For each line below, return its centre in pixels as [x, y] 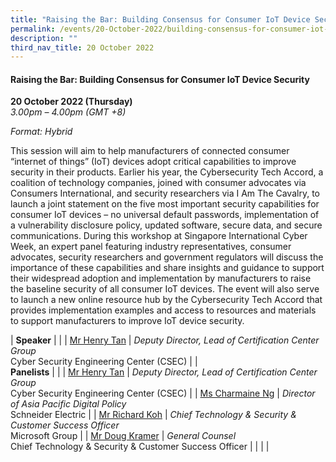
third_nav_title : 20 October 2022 [82, 47]
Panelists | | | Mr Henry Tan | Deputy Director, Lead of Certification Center [164, 372]
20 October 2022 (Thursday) [71, 102]
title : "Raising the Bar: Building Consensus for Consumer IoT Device [160, 19]
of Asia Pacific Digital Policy [68, 404]
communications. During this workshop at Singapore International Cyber [159, 236]
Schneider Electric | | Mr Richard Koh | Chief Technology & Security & [153, 415]
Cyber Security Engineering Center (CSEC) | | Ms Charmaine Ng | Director [163, 393]
